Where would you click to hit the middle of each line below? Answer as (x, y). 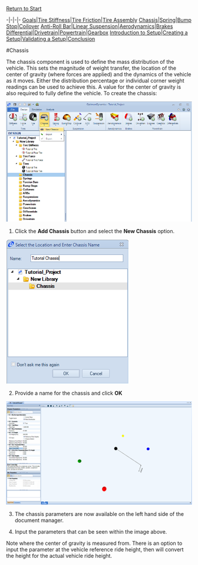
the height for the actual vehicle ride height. (59, 556)
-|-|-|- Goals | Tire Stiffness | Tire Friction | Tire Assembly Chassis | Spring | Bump (99, 20)
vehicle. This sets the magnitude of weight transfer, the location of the (91, 68)
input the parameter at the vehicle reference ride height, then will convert (95, 549)
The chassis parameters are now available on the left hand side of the (99, 514)
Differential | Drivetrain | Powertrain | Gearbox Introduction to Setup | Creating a (97, 33)
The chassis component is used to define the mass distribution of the (90, 62)
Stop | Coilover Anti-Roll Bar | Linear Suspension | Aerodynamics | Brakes (90, 26)
